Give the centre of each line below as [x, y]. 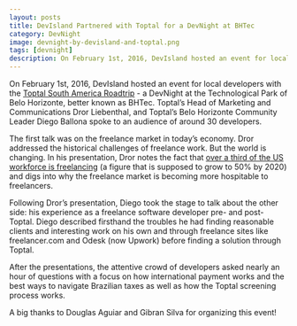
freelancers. [31, 186]
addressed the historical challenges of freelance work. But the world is [138, 148]
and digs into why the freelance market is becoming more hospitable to [139, 176]
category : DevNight [45, 34]
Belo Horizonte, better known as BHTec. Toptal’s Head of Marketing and [140, 102]
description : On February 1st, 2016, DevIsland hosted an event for [138, 58]
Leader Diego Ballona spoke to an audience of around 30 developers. [136, 121]
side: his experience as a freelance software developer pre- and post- [137, 212]
